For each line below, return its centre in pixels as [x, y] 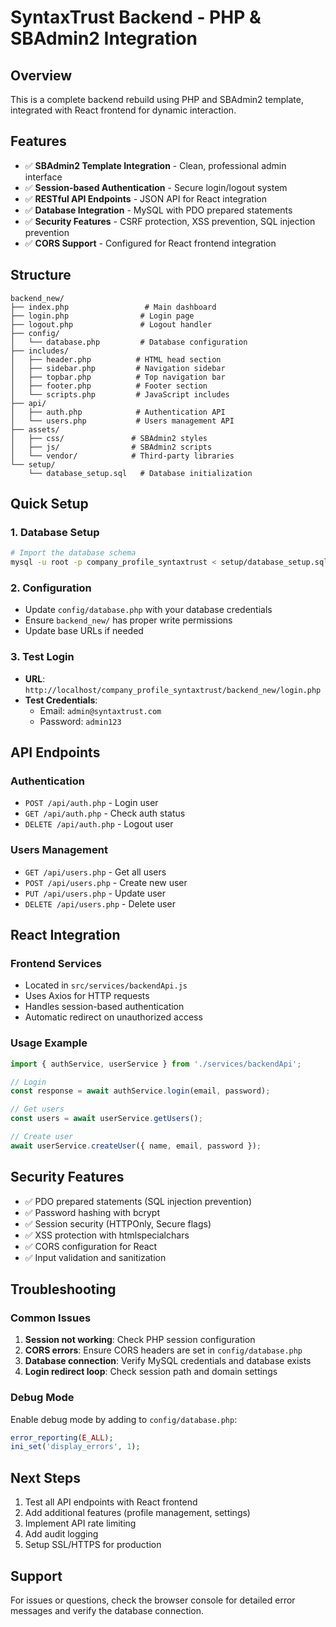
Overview [41, 75]
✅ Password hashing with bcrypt [92, 1212]
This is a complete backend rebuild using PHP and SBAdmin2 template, [157, 99]
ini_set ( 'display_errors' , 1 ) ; [75, 1447]
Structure [41, 275]
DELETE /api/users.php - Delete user [100, 903]
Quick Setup [49, 504]
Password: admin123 [80, 721]
